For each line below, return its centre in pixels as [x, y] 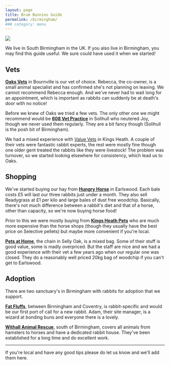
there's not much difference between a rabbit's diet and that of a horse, [80, 205]
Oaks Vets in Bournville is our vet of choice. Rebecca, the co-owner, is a [81, 82]
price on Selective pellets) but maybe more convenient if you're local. [78, 231]
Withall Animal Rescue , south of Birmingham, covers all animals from [78, 327]
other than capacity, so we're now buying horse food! [61, 210]
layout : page [19, 10]
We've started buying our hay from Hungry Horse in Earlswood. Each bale [83, 189]
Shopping [21, 177]
